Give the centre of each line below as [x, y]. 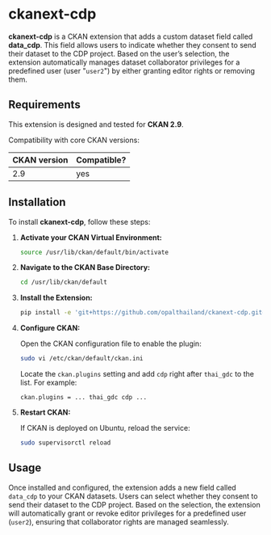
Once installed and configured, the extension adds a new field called [122, 487]
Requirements [44, 105]
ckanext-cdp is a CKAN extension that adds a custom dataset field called [131, 36]
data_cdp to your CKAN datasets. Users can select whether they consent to [133, 496]
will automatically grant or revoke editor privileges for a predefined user [127, 513]
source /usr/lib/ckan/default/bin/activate [94, 252]
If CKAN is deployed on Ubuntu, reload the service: [105, 428]
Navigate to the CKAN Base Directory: [85, 267]
